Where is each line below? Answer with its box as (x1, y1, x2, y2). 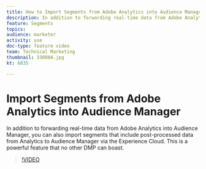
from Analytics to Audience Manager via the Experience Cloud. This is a (6, 138, 188, 145)
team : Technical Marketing (6, 49, 75, 55)
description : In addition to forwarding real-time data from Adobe (6, 15, 183, 21)
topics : (6, 26, 26, 32)
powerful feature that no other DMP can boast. (6, 144, 124, 151)
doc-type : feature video (6, 43, 70, 49)
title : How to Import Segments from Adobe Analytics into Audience (6, 9, 183, 15)
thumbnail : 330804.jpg (6, 54, 64, 60)
